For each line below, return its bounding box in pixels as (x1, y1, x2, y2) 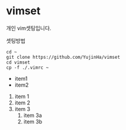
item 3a (23, 112, 43, 119)
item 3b (23, 118, 43, 125)
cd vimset (6, 59, 31, 65)
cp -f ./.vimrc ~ (6, 64, 49, 71)
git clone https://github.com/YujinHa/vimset (6, 54, 120, 60)
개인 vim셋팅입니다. (6, 24, 51, 31)
